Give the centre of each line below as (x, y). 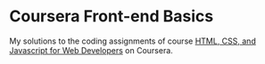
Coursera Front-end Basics (112, 16)
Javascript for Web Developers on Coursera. (91, 50)
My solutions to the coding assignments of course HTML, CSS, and (132, 41)
